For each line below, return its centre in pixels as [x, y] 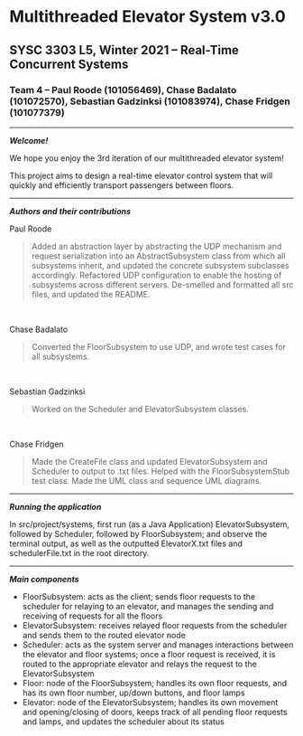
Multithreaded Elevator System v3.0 [147, 17]
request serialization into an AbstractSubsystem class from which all [158, 256]
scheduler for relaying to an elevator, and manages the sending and [148, 606]
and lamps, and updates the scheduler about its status [124, 722]
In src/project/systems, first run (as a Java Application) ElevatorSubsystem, [150, 524]
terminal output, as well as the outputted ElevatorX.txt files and [126, 543]
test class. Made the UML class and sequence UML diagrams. [147, 480]
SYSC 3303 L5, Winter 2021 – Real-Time [124, 50]
